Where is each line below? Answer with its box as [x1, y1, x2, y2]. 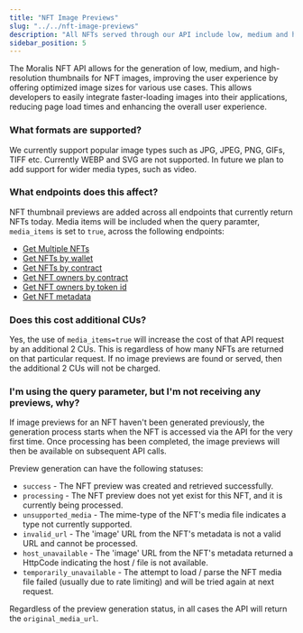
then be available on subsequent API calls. [9, 445, 167, 456]
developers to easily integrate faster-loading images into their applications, [9, 92, 288, 103]
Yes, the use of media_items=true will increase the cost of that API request [9, 335, 285, 345]
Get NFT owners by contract [22, 271, 129, 282]
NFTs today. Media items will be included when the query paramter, [9, 216, 260, 226]
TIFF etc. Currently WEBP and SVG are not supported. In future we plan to [9, 154, 284, 165]
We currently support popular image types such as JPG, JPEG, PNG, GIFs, [9, 144, 286, 155]
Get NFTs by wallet [22, 252, 94, 263]
